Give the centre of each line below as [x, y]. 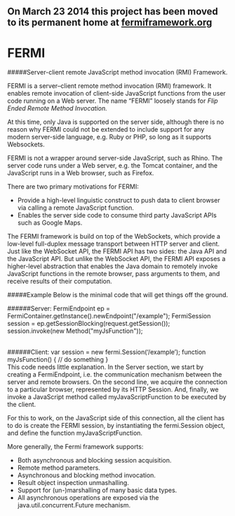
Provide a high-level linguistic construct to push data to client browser [119, 201]
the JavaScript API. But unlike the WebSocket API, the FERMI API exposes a [116, 259]
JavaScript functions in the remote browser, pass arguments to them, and [114, 274]
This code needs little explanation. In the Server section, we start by [106, 367]
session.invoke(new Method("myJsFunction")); [75, 331]
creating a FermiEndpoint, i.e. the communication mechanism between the [115, 375]
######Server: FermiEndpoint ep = [59, 308]
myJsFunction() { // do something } [58, 360]
